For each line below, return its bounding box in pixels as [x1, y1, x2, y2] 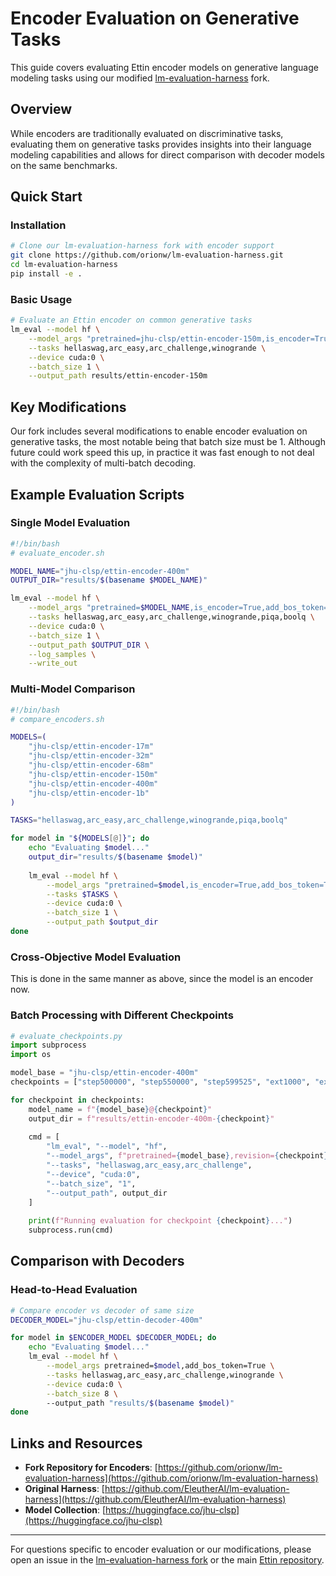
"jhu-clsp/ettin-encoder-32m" [28, 751, 155, 761]
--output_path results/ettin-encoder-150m [28, 371, 208, 381]
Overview [10, 101, 73, 118]
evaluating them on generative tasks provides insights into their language [10, 138, 312, 150]
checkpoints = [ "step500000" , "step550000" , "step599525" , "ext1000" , [10, 1077, 311, 1087]
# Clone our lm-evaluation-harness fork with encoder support [10, 241, 275, 251]
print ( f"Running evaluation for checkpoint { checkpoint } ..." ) [28, 1216, 293, 1226]
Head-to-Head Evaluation [10, 1283, 138, 1297]
